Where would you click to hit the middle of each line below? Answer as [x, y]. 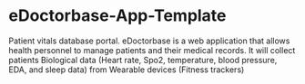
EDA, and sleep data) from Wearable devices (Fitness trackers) [127, 70]
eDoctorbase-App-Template [117, 16]
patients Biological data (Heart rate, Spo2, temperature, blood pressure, [143, 60]
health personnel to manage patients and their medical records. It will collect [152, 50]
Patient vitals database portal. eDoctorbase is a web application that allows [149, 41]
